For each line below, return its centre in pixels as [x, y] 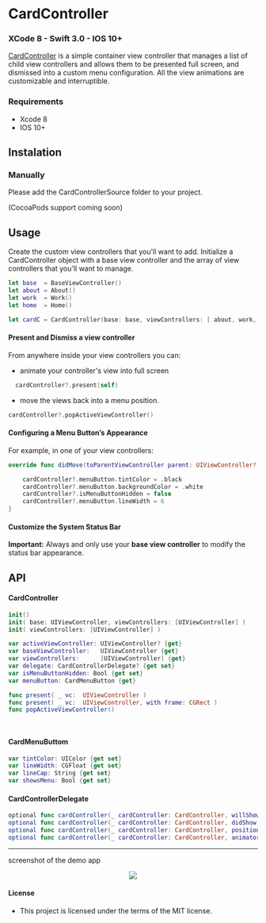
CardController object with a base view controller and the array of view [124, 260]
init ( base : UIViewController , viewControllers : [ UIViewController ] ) [127, 622]
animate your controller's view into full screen [94, 371]
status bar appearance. [46, 553]
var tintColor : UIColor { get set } [65, 759]
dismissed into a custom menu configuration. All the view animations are [126, 73]
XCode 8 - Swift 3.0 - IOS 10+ [65, 39]
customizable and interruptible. [59, 81]
